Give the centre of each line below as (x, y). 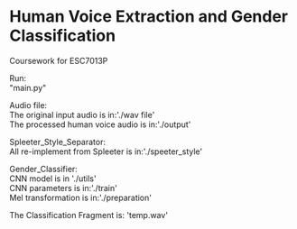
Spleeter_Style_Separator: (58, 142)
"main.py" (28, 87)
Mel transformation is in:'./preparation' (80, 197)
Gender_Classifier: (44, 169)
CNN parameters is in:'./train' (63, 188)
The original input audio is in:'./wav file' (82, 114)
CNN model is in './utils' (53, 179)
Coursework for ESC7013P (59, 60)
